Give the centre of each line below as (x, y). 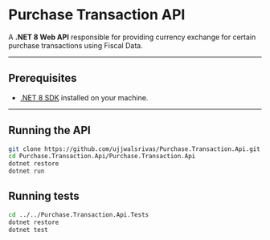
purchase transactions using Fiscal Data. (76, 45)
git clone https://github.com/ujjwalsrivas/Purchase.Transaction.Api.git (135, 149)
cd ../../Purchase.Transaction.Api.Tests (79, 214)
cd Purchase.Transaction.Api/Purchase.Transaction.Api (102, 157)
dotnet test (28, 230)
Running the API (49, 130)
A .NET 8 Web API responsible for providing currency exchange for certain (132, 37)
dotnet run (27, 171)
